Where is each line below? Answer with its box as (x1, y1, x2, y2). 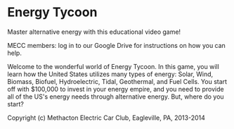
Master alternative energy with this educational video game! (7, 27, 181, 36)
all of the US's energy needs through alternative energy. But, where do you (7, 92, 224, 101)
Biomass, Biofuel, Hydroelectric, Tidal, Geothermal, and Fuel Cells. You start (7, 77, 227, 85)
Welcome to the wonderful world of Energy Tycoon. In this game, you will (7, 62, 219, 70)
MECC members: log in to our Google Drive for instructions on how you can (7, 41, 226, 49)
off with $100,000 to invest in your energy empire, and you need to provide (7, 85, 224, 93)
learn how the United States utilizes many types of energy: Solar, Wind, (7, 70, 214, 78)
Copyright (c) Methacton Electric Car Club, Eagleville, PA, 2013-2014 (7, 113, 206, 122)
